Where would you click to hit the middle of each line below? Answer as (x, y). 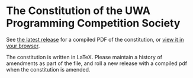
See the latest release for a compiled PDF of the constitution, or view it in (95, 39)
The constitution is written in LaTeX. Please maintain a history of (84, 57)
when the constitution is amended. (48, 69)
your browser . (23, 46)
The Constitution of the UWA (78, 11)
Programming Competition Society (93, 23)
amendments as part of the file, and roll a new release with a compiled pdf (97, 63)
